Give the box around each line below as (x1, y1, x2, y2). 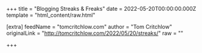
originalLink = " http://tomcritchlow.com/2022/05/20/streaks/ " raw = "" (6, 30, 184, 37)
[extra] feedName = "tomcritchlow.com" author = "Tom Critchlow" (6, 23, 172, 30)
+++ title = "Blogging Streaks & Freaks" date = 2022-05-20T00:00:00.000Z (6, 5, 197, 12)
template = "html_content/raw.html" (6, 11, 96, 19)
